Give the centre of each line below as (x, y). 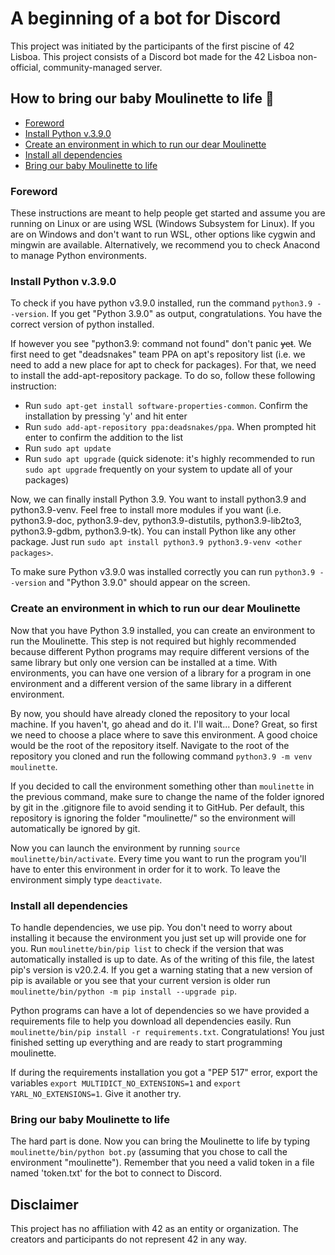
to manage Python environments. (78, 256)
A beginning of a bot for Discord (146, 18)
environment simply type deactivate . (86, 879)
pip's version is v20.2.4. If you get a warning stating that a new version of (161, 969)
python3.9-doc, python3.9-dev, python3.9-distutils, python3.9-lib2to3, (156, 521)
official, (26, 67)
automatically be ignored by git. (75, 828)
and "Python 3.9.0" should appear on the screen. (149, 583)
